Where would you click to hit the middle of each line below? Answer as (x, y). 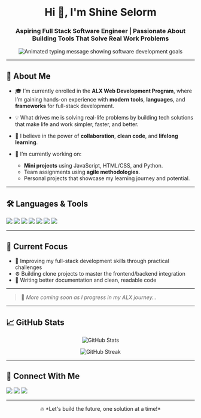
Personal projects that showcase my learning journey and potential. (107, 178)
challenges (28, 267)
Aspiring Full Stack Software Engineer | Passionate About (100, 31)
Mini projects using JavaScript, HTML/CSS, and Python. (93, 166)
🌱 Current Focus (37, 247)
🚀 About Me (28, 76)
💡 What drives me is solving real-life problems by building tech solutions (104, 118)
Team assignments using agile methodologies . (82, 172)
